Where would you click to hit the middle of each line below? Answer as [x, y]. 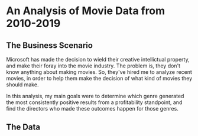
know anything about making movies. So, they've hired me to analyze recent [99, 72]
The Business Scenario [50, 45]
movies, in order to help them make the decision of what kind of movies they [99, 78]
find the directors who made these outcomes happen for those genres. [92, 109]
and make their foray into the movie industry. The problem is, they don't [93, 66]
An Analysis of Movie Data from [86, 11]
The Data [23, 127]
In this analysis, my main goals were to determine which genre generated [95, 96]
